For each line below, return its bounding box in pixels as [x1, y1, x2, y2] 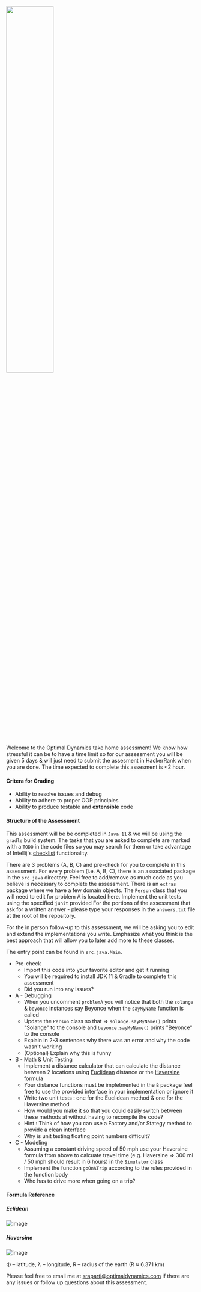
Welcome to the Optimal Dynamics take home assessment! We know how [6, 744, 188, 751]
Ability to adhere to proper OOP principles [14, 797, 119, 804]
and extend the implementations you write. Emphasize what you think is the [6, 931, 193, 938]
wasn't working [23, 1043, 62, 1050]
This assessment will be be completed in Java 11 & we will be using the [6, 830, 182, 838]
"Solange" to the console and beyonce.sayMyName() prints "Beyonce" [23, 1024, 193, 1031]
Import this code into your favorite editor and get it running [23, 967, 169, 974]
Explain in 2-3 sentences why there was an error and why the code [23, 1037, 190, 1044]
